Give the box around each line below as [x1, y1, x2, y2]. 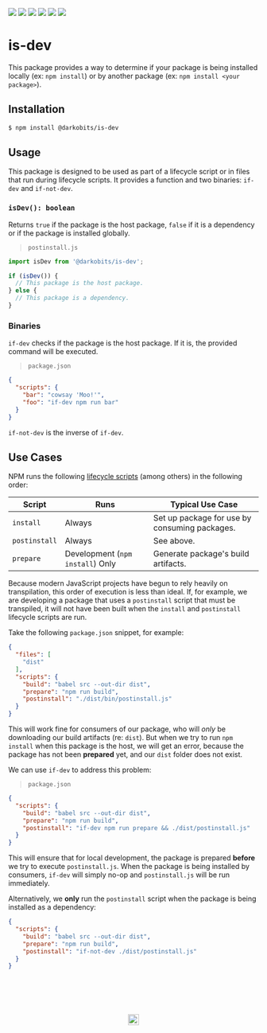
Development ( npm [64, 548, 133, 559]
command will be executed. [8, 347, 99, 357]
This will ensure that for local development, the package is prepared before [8, 853, 256, 863]
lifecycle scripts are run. [8, 613, 87, 622]
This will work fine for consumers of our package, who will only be [8, 724, 226, 734]
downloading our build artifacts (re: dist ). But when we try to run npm [8, 733, 234, 743]
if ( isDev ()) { [8, 271, 59, 280]
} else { [8, 287, 37, 294]
